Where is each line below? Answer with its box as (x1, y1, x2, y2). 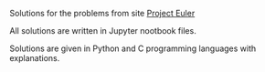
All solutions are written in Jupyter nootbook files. (9, 26, 196, 36)
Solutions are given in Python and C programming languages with (9, 43, 257, 54)
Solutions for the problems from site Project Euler (9, 8, 196, 18)
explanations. (9, 53, 60, 63)
